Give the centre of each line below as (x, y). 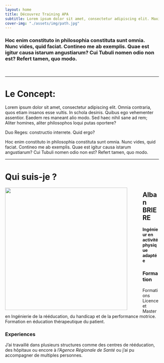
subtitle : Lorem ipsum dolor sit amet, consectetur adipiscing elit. (77, 19)
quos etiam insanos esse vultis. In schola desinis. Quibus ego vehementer (79, 113)
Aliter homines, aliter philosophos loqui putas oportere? (61, 123)
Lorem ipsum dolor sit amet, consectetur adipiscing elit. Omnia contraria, (78, 107)
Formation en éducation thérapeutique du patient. (55, 321)
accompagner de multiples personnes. (44, 355)
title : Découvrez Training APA (37, 14)
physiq (150, 245)
